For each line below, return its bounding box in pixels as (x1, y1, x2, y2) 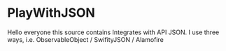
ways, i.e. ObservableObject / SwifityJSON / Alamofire (7, 35, 164, 43)
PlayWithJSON (7, 5, 96, 21)
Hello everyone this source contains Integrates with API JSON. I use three (7, 28, 220, 36)
